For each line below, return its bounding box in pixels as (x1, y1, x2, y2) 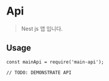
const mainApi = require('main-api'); (6, 59, 104, 65)
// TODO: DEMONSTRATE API (6, 70, 71, 76)
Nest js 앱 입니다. (21, 25, 63, 32)
